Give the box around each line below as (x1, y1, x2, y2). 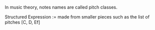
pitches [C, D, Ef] (5, 19, 40, 25)
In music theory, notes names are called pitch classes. (5, 4, 118, 10)
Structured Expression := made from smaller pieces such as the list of (5, 14, 150, 19)
